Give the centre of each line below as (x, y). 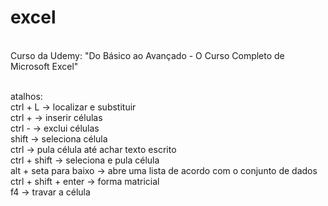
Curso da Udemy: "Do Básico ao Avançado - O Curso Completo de (147, 55)
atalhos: (26, 96)
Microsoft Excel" (44, 66)
